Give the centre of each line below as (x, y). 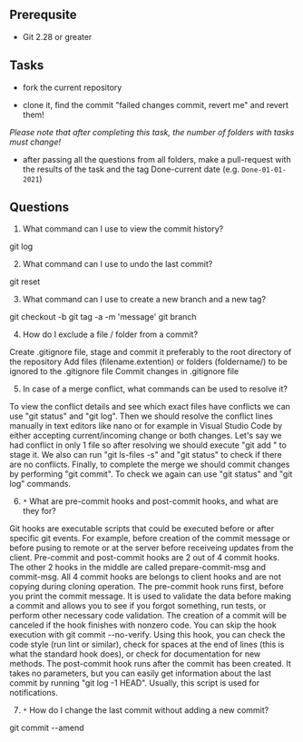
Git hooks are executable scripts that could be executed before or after (142, 529)
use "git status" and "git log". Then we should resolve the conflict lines (142, 416)
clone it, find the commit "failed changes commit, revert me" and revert (155, 104)
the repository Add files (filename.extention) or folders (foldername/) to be (148, 361)
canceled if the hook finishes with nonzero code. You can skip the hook (143, 625)
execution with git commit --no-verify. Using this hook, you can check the (147, 635)
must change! (35, 142)
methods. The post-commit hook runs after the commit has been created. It (151, 664)
